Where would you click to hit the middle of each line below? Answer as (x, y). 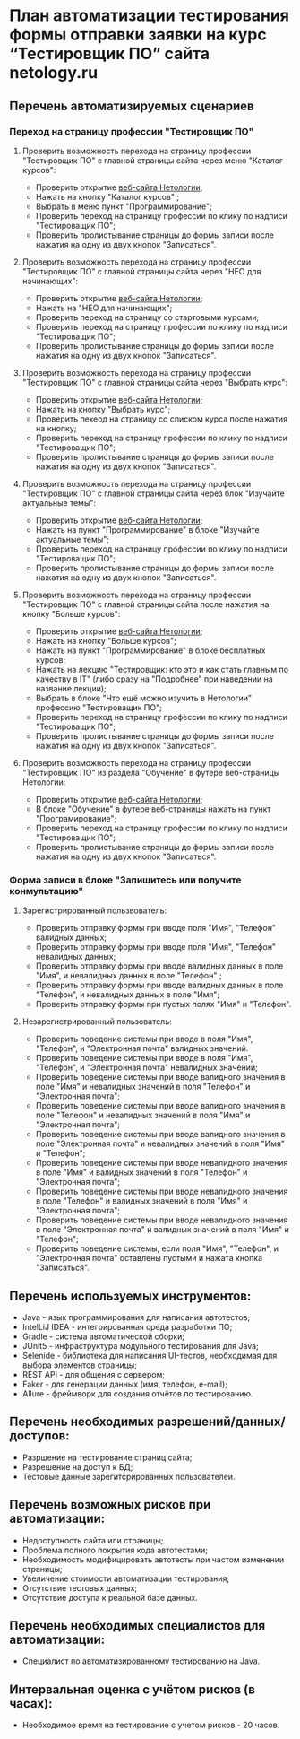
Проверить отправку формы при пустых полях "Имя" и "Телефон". (163, 1004)
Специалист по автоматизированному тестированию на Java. (141, 1661)
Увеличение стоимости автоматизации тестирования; (126, 1578)
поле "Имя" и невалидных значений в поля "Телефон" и (143, 1087)
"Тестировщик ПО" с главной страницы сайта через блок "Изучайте (153, 493)
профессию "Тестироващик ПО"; (99, 707)
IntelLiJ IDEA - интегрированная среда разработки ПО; (127, 1326)
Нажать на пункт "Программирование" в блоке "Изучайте (147, 529)
